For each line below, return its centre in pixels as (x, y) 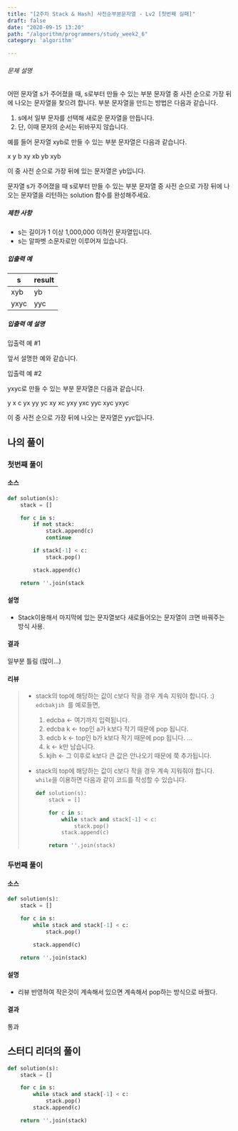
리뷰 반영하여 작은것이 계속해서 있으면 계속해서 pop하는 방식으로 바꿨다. (118, 992)
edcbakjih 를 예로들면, (68, 705)
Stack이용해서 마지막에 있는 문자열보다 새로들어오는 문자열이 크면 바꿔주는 (121, 617)
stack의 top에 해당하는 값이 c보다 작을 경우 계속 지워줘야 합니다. (125, 771)
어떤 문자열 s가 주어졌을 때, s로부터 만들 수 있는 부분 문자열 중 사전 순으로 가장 (116, 94)
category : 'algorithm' (41, 41)
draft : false (27, 21)
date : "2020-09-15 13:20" (46, 27)
